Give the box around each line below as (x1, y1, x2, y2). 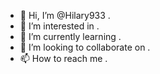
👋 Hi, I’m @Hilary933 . (19, 10, 111, 21)
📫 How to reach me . (19, 53, 108, 64)
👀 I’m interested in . (19, 20, 100, 32)
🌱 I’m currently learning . (19, 31, 122, 42)
